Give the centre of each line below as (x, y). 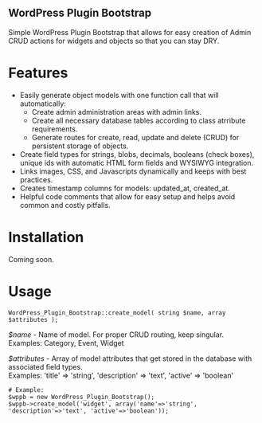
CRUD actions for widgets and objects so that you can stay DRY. (114, 41)
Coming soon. (31, 259)
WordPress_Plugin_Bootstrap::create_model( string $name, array (117, 313)
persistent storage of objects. (80, 146)
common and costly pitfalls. (65, 205)
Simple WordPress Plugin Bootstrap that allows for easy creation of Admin (130, 32)
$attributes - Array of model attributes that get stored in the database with (130, 358)
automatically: (43, 104)
